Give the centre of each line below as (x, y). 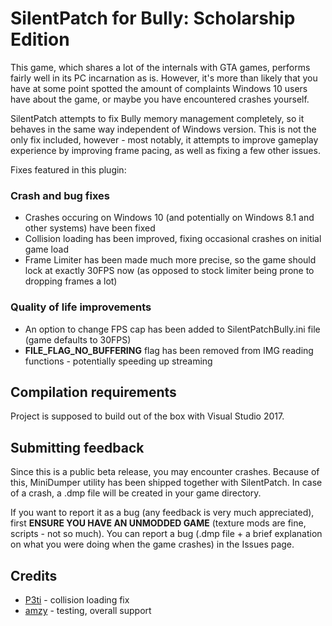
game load (46, 249)
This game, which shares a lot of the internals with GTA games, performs (160, 67)
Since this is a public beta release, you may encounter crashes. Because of (165, 472)
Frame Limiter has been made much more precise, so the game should (170, 260)
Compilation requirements (93, 392)
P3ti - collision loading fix (77, 599)
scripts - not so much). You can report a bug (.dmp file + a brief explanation (166, 534)
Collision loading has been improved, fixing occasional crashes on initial (173, 239)
